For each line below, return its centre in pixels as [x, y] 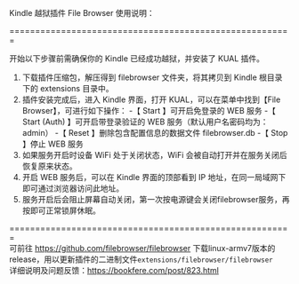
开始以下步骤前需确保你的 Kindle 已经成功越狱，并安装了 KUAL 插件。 [137, 59]
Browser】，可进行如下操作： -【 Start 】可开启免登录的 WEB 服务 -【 [149, 110]
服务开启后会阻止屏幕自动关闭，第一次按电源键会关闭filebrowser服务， [152, 199]
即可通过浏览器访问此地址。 [73, 188]
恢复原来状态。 [49, 166]
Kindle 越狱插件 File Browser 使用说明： [82, 13]
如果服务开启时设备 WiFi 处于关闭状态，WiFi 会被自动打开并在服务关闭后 [154, 155]
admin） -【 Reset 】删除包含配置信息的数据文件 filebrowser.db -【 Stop [155, 133]
